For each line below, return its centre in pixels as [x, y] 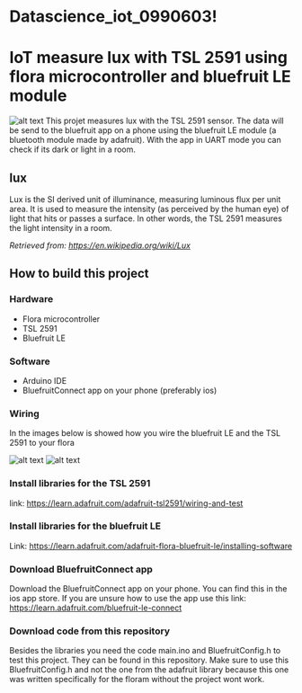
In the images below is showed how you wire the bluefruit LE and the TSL [145, 433]
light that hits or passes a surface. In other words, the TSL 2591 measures [146, 218]
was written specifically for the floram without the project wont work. [137, 680]
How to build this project [79, 274]
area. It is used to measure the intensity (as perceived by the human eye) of [149, 209]
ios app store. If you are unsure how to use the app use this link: [128, 599]
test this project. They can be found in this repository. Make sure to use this [149, 660]
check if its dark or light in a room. [73, 149]
